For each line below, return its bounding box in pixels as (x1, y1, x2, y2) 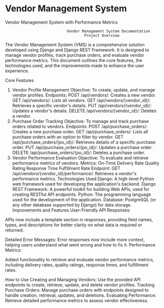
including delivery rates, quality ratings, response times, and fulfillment (5, 262, 149, 268)
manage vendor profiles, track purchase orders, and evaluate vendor (5, 52, 144, 58)
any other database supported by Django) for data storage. (12, 202, 132, 208)
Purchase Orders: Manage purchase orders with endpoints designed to (5, 287, 149, 293)
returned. (5, 227, 24, 233)
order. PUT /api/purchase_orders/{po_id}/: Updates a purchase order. (12, 144, 153, 150)
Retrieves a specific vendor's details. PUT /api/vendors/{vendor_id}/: (12, 102, 152, 108)
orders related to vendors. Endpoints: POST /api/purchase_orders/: (12, 123, 148, 129)
